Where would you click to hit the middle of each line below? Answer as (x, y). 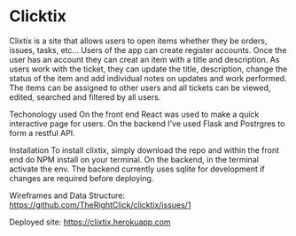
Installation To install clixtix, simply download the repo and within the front (144, 150)
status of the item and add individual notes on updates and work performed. (148, 78)
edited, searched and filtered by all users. (85, 97)
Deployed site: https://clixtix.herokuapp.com (90, 222)
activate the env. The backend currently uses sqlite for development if (137, 169)
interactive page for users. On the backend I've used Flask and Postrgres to (147, 123)
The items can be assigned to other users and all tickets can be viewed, (140, 88)
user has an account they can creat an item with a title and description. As (144, 59)
